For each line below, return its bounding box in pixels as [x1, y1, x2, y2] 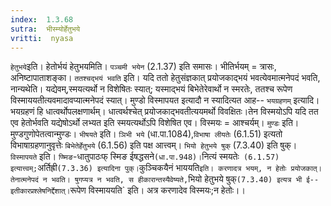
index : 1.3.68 [10, 14, 74, 25]
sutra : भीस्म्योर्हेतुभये [10, 24, 81, 34]
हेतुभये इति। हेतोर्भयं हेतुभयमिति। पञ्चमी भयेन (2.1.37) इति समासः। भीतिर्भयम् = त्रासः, [10, 61, 277, 73]
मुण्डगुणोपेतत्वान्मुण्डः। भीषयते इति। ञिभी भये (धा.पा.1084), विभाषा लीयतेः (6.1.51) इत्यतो [10, 128, 283, 140]
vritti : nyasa [10, 33, 74, 43]
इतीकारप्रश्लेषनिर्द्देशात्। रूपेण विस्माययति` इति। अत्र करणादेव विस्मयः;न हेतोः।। [10, 184, 246, 196]
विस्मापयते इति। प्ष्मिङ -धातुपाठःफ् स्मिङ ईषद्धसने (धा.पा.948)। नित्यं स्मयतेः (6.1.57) [10, 151, 280, 163]
